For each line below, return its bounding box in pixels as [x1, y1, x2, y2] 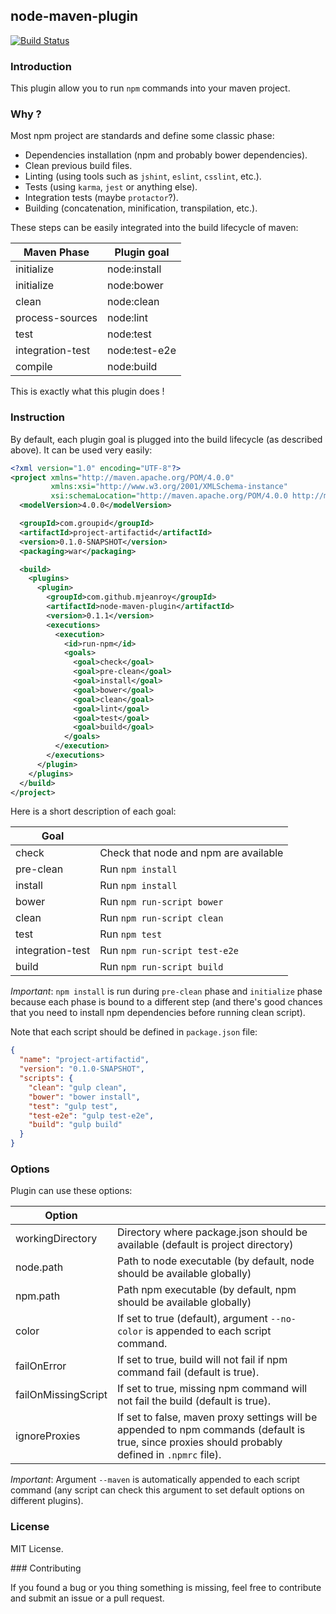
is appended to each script [145, 1324, 272, 1338]
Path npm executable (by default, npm [116, 1283, 297, 1297]
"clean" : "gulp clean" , [28, 1082, 128, 1093]
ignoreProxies [15, 1429, 81, 1443]
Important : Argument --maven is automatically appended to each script [10, 1474, 300, 1486]
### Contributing [10, 1562, 82, 1574]
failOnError [15, 1359, 67, 1373]
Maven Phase [23, 245, 90, 259]
